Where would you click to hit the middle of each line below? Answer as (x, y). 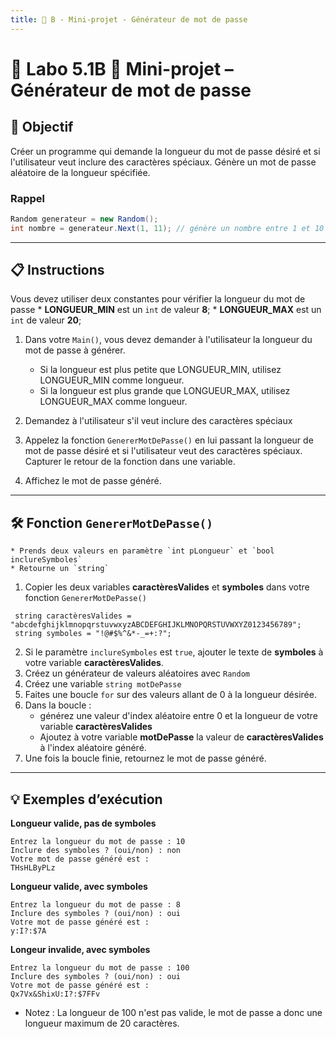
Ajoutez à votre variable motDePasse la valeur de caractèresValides (181, 737)
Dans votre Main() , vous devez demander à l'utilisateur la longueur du (168, 340)
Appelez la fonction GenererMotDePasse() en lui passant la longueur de (169, 440)
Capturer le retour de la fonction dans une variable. (130, 462)
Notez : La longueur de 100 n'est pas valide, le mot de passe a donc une (173, 1013)
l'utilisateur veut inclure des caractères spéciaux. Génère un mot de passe (163, 162)
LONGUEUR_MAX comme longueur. (113, 402)
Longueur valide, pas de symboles (83, 823)
